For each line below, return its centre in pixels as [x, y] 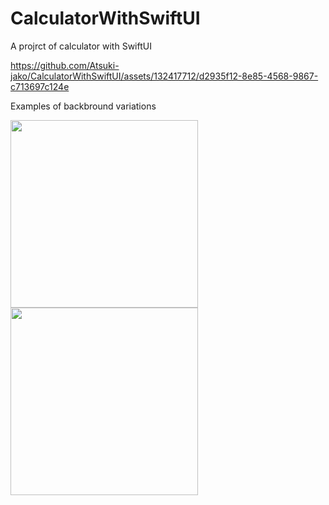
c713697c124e [40, 86]
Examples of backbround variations [83, 106]
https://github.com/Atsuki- [65, 65]
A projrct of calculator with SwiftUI [81, 46]
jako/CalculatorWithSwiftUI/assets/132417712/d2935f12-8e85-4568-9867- [164, 76]
